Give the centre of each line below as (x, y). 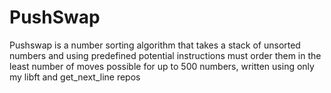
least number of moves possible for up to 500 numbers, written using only (162, 66)
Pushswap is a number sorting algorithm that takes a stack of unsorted (155, 45)
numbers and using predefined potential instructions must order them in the (165, 55)
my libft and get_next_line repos (75, 77)
